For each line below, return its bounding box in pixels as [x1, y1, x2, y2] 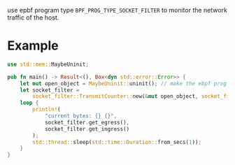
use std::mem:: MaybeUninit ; [7, 61, 90, 68]
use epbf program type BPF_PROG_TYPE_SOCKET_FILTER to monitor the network [7, 6, 227, 14]
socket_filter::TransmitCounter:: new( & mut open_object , [32, 93, 199, 100]
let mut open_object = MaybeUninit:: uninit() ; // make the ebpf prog [20, 80, 227, 87]
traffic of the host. [7, 13, 59, 22]
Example [7, 38, 59, 54]
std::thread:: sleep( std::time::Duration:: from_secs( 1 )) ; [32, 138, 201, 145]
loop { [20, 99, 39, 107]
